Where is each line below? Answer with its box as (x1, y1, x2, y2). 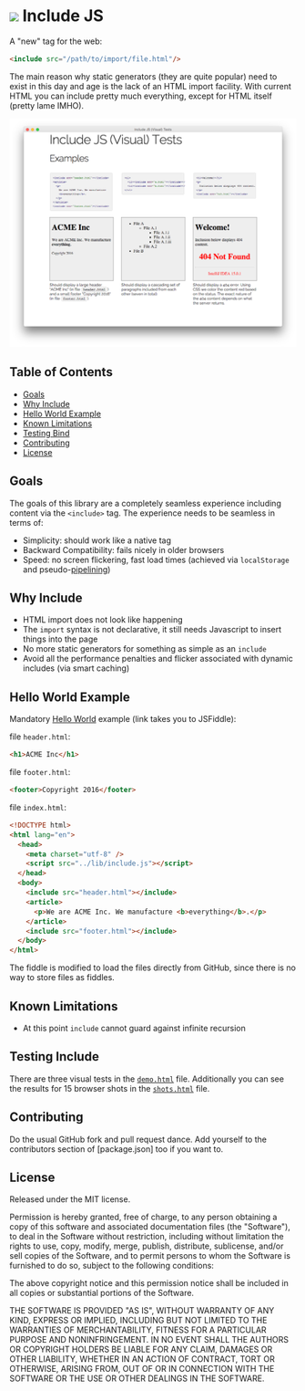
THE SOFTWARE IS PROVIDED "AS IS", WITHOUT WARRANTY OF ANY (9, 1305, 275, 1316)
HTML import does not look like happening (22, 614, 184, 625)
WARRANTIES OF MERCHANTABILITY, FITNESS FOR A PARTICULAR (9, 1324, 267, 1335)
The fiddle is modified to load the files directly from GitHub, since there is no (9, 962, 296, 973)
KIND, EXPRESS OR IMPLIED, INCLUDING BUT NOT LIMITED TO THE (9, 1315, 268, 1326)
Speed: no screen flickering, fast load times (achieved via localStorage (22, 554, 290, 565)
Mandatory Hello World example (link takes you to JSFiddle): (9, 714, 237, 725)
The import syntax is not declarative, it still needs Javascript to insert (22, 624, 282, 635)
